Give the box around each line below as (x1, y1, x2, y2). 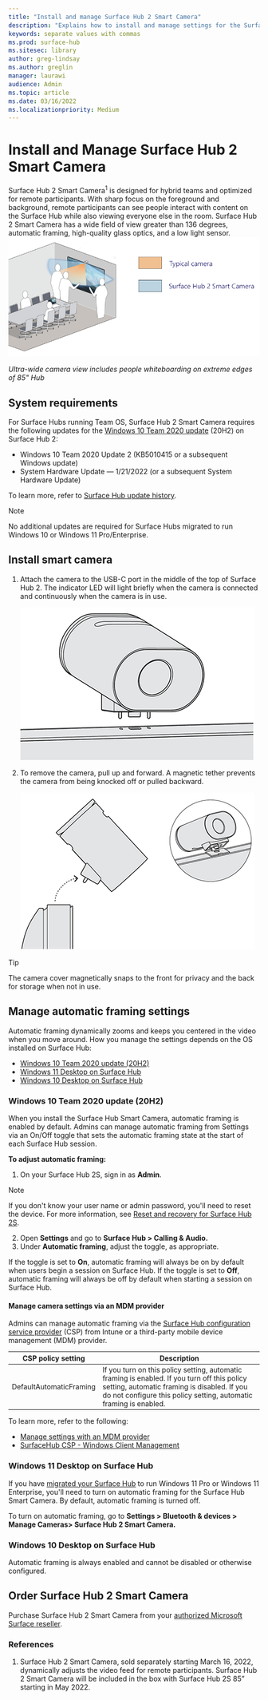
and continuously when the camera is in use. (19, 591, 167, 600)
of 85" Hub (8, 373, 45, 382)
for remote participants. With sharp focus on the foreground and (8, 194, 219, 204)
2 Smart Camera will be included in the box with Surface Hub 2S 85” (19, 1674, 245, 1684)
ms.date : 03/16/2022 (8, 97, 77, 105)
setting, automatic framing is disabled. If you (102, 1381, 248, 1391)
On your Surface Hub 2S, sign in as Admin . (19, 1170, 162, 1179)
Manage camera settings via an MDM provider (8, 1301, 165, 1310)
